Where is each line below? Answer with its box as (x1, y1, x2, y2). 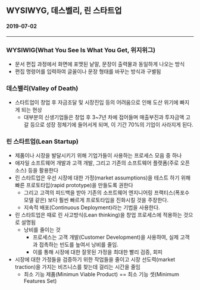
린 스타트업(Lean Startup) (6, 137, 79, 146)
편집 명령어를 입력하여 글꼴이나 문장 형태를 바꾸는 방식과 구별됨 (14, 68, 161, 75)
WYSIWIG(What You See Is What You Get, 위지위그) (6, 46, 156, 54)
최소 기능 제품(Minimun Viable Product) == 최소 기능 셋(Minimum (23, 271, 180, 278)
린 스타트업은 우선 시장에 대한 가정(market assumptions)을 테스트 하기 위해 (14, 174, 191, 181)
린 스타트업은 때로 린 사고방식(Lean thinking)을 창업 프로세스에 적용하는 (14, 212, 183, 219)
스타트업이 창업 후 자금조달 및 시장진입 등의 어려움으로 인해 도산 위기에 (14, 99, 179, 106)
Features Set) (23, 278, 57, 285)
